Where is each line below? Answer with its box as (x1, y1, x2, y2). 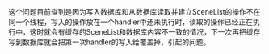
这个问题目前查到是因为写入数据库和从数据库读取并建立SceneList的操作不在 (8, 7, 261, 16)
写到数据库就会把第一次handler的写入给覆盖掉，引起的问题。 (8, 37, 211, 47)
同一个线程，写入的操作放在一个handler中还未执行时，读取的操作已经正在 (8, 17, 253, 27)
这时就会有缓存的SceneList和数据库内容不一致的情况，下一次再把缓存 (29, 27, 261, 36)
